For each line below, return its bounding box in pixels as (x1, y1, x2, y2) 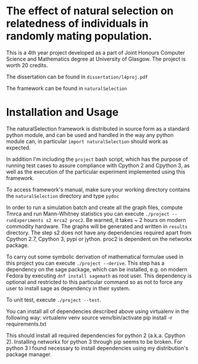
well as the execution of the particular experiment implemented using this (6, 168, 186, 175)
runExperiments (6, 217, 44, 223)
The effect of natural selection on (6, 4, 174, 18)
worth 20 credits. (6, 61, 49, 69)
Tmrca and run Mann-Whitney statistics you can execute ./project (6, 210, 170, 217)
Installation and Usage (6, 106, 119, 119)
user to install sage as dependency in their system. (6, 284, 130, 292)
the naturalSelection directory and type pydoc (6, 192, 120, 200)
